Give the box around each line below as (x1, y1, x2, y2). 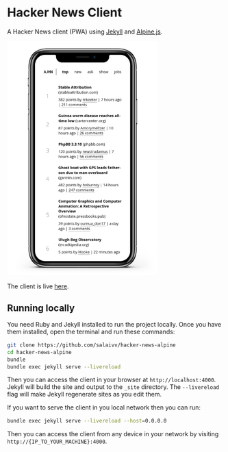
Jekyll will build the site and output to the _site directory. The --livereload (7, 383, 220, 391)
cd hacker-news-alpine (7, 349, 72, 355)
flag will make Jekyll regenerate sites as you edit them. (7, 390, 162, 399)
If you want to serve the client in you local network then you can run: (7, 403, 201, 412)
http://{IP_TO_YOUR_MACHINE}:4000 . (7, 437, 107, 446)
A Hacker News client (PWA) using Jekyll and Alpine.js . (7, 27, 163, 36)
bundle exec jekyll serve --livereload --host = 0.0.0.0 (7, 418, 167, 425)
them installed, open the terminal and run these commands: (7, 327, 175, 336)
